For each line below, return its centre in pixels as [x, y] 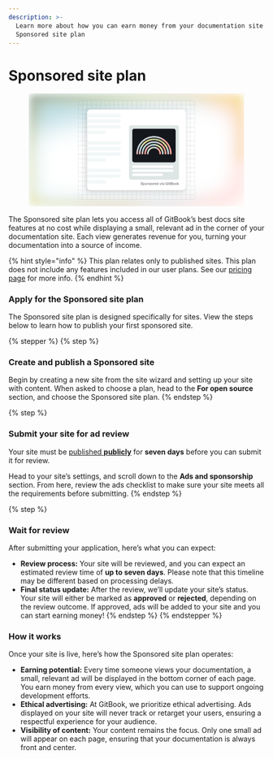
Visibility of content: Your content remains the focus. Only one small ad [141, 731]
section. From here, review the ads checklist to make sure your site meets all [136, 484]
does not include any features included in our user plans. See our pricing [130, 269]
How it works [35, 636]
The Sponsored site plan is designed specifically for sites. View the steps [131, 317]
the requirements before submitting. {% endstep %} [95, 493]
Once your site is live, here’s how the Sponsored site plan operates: [121, 654]
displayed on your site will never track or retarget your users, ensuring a [141, 713]
